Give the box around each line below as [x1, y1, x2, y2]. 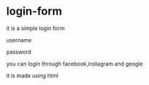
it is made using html [6, 72, 59, 79]
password [6, 48, 32, 56]
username [6, 36, 32, 43]
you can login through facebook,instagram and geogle [6, 60, 144, 67]
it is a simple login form [6, 24, 65, 32]
